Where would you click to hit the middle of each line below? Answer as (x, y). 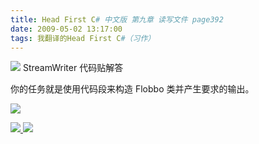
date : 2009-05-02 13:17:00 (66, 29)
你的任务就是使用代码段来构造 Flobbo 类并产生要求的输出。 (132, 89)
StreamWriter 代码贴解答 (73, 68)
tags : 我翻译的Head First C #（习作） (83, 38)
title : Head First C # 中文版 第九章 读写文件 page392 (117, 19)
